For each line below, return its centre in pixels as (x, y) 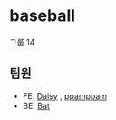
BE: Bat (36, 105)
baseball (42, 16)
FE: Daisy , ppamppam (64, 95)
